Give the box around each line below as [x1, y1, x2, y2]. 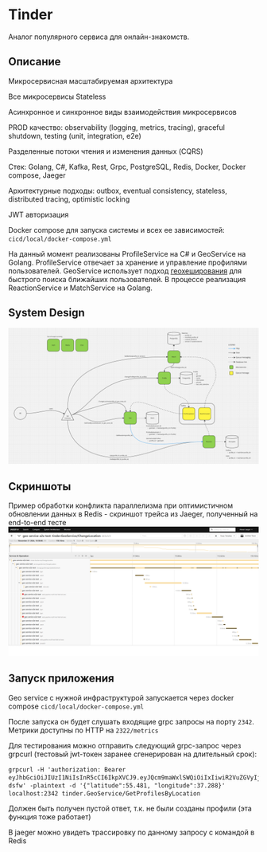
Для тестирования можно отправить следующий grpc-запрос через [8, 740, 242, 750]
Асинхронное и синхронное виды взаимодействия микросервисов [8, 107, 237, 116]
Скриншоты [8, 480, 72, 493]
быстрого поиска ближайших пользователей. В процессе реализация [8, 274, 246, 284]
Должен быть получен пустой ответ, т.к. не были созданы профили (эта [8, 803, 252, 813]
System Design [8, 306, 85, 320]
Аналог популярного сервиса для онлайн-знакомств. [8, 32, 190, 41]
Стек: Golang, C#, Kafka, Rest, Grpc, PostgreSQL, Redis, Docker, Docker [8, 162, 246, 171]
